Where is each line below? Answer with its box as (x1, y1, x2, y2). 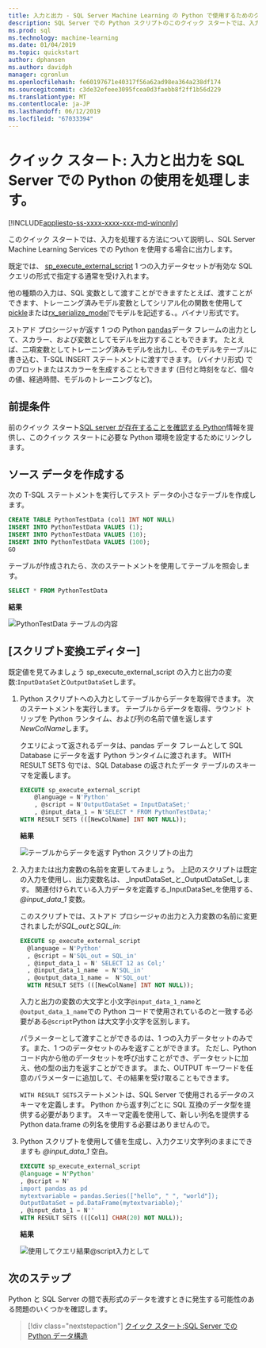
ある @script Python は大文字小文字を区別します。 (33, 1017, 194, 1026)
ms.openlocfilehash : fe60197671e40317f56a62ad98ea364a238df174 (8, 78, 222, 86)
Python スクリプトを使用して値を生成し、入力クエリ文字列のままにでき (19, 1137, 253, 1146)
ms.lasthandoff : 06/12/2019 (8, 108, 101, 116)
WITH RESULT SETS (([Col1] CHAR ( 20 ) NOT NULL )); (19, 1214, 184, 1223)
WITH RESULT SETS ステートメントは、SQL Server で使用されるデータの (19, 1090, 248, 1100)
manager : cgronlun (8, 71, 69, 79)
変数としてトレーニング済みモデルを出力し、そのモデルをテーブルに (35, 345, 257, 354)
